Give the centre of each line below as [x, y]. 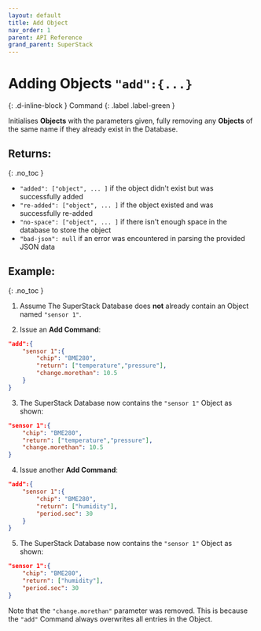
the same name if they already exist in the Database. [93, 129]
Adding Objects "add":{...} [100, 84]
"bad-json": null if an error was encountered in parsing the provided [132, 238]
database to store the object [65, 230]
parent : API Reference [45, 37]
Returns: [30, 154]
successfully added [51, 196]
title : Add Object [38, 23]
